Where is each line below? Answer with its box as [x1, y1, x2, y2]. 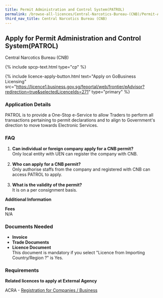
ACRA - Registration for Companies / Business [5, 287, 98, 293]
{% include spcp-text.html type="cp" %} [5, 64, 86, 70]
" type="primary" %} [88, 89, 130, 95]
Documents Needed [5, 223, 53, 230]
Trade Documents [12, 239, 49, 245]
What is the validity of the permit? [12, 182, 82, 188]
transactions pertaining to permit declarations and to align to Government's [5, 117, 155, 123]
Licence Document [12, 245, 51, 250]
